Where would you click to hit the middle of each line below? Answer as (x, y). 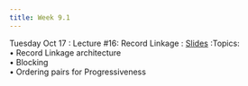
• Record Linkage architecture (65, 52)
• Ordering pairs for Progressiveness (78, 72)
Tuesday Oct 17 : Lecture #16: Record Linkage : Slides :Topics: (125, 43)
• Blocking (29, 62)
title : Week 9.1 (40, 17)
